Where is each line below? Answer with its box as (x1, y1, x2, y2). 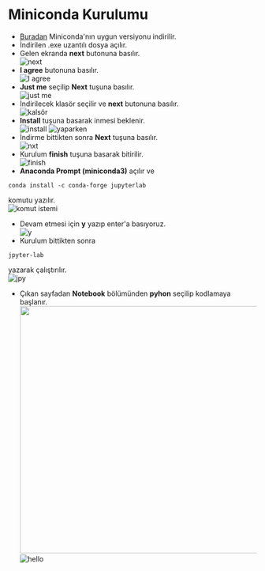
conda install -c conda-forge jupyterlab (8, 181, 147, 189)
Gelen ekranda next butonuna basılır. (19, 48, 140, 58)
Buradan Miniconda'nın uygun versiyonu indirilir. (19, 32, 177, 41)
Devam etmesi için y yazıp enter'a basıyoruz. (19, 219, 166, 229)
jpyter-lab (8, 251, 44, 259)
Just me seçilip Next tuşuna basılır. (19, 81, 135, 92)
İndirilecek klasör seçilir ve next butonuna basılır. (19, 99, 179, 108)
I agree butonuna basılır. (19, 65, 99, 74)
